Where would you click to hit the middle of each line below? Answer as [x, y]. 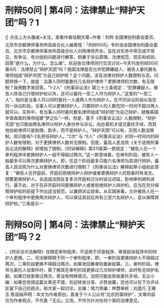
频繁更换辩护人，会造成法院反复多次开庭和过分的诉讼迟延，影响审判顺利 [78, 179]
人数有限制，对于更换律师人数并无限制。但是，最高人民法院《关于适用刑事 [84, 142]
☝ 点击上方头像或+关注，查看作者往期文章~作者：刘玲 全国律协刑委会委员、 [81, 37]
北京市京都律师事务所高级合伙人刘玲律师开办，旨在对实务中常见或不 [82, 51]
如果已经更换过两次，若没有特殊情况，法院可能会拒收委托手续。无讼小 [84, 276]
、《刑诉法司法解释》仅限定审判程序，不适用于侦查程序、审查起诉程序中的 [79, 251]
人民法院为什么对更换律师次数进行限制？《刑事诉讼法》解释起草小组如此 [82, 166]
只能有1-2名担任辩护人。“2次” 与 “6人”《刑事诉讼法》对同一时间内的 [86, 136]
